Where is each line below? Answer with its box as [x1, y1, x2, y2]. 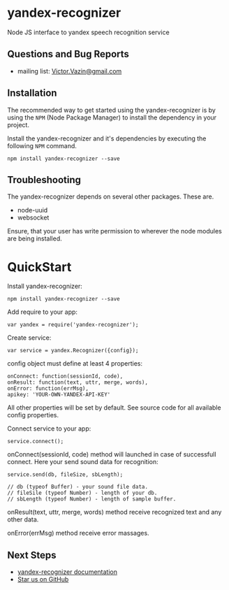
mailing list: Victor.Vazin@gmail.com [17, 66, 122, 75]
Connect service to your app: [7, 424, 91, 433]
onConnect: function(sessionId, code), [7, 373, 124, 380]
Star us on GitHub [17, 575, 69, 584]
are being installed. [7, 234, 63, 243]
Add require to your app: [7, 308, 78, 316]
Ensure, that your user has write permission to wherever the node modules [7, 227, 222, 236]
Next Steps [7, 549, 57, 561]
